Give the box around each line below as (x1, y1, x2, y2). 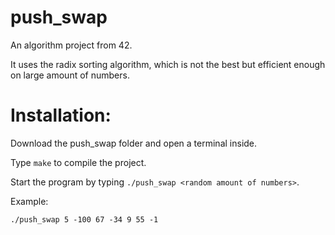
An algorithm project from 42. (10, 39, 133, 51)
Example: (10, 195, 49, 207)
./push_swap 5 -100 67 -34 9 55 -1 (10, 214, 159, 225)
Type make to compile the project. (10, 156, 147, 168)
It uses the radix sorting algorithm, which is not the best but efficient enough (10, 58, 326, 70)
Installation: (10, 104, 112, 127)
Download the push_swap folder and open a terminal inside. (10, 137, 258, 149)
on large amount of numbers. (10, 69, 130, 81)
